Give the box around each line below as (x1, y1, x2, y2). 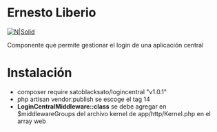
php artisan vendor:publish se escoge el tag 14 (17, 95, 150, 103)
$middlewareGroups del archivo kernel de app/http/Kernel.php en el (17, 109, 211, 118)
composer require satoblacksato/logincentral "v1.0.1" (17, 87, 167, 96)
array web (17, 117, 46, 125)
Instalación (7, 65, 72, 80)
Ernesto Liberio (7, 5, 96, 21)
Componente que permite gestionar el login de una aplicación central (7, 41, 204, 49)
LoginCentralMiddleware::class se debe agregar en (17, 102, 167, 111)
